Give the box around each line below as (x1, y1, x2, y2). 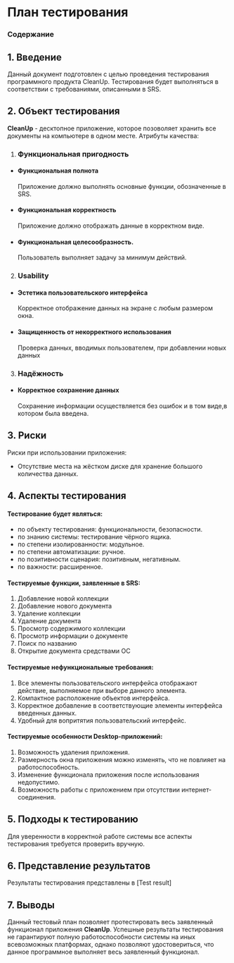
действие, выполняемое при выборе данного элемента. (17, 686, 187, 694)
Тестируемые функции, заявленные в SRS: (7, 579, 141, 587)
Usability (17, 271, 49, 281)
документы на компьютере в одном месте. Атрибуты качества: (7, 131, 199, 140)
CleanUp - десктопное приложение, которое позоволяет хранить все (7, 124, 216, 133)
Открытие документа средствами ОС (17, 646, 131, 656)
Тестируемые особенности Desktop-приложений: (7, 732, 163, 741)
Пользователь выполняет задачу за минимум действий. (17, 253, 187, 262)
